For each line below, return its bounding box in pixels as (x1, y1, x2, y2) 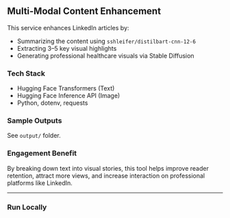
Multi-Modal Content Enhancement (7, 5, 162, 17)
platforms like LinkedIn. (7, 178, 73, 187)
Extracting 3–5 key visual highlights (16, 44, 117, 52)
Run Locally (7, 202, 47, 212)
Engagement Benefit (7, 149, 77, 158)
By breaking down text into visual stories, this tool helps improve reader (7, 164, 209, 172)
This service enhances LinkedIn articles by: (7, 23, 129, 32)
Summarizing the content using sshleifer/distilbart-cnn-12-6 (16, 37, 196, 45)
